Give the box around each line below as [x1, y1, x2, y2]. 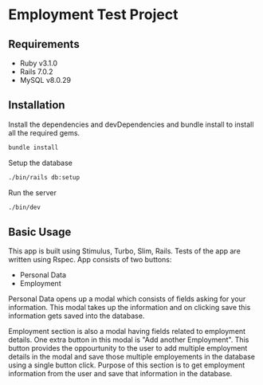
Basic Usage [8, 225, 72, 238]
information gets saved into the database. [8, 311, 145, 320]
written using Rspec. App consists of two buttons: [8, 255, 172, 265]
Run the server [8, 187, 57, 197]
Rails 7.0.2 [19, 67, 53, 77]
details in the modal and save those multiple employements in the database [8, 352, 255, 362]
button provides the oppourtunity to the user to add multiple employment [8, 344, 248, 353]
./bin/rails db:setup [8, 173, 80, 181]
